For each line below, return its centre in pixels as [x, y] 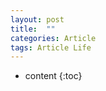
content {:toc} [53, 76]
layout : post [37, 19]
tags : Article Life [51, 47]
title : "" [33, 29]
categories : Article [53, 38]
